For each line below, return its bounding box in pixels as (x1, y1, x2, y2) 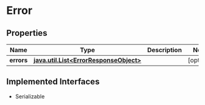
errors (9, 56, 28, 64)
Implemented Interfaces (6, 76, 100, 87)
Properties (6, 28, 48, 38)
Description (147, 46, 182, 54)
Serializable (15, 92, 45, 100)
